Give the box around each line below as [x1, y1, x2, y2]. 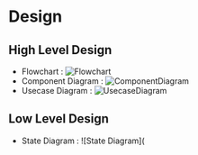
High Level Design [8, 42, 112, 58]
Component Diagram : [21, 76, 104, 87]
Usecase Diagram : [21, 86, 93, 96]
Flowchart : [21, 66, 64, 77]
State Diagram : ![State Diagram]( [21, 135, 145, 146]
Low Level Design [8, 111, 110, 127]
